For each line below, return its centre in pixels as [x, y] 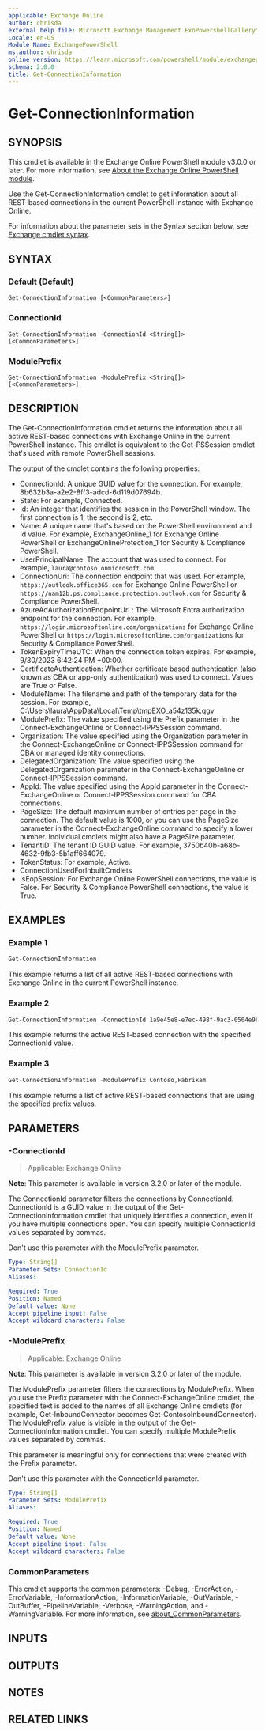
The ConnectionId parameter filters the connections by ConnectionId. [121, 1199]
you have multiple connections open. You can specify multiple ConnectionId [132, 1224]
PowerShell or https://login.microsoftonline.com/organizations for [132, 634]
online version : [35, 60]
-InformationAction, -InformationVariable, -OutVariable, [144, 1597]
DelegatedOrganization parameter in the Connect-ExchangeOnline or [132, 769]
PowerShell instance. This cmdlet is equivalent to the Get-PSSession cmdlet [131, 445]
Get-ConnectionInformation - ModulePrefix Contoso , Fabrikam [107, 1080]
